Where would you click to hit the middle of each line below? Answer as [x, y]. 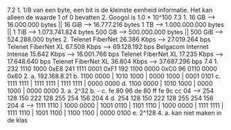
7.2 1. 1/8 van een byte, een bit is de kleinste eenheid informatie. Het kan [110, 10]
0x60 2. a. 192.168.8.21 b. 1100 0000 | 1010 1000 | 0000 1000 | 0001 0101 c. [114, 76]
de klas [17, 120]
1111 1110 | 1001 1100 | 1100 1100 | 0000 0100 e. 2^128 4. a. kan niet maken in [114, 113]
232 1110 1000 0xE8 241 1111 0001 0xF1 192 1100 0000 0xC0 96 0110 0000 [112, 69]
